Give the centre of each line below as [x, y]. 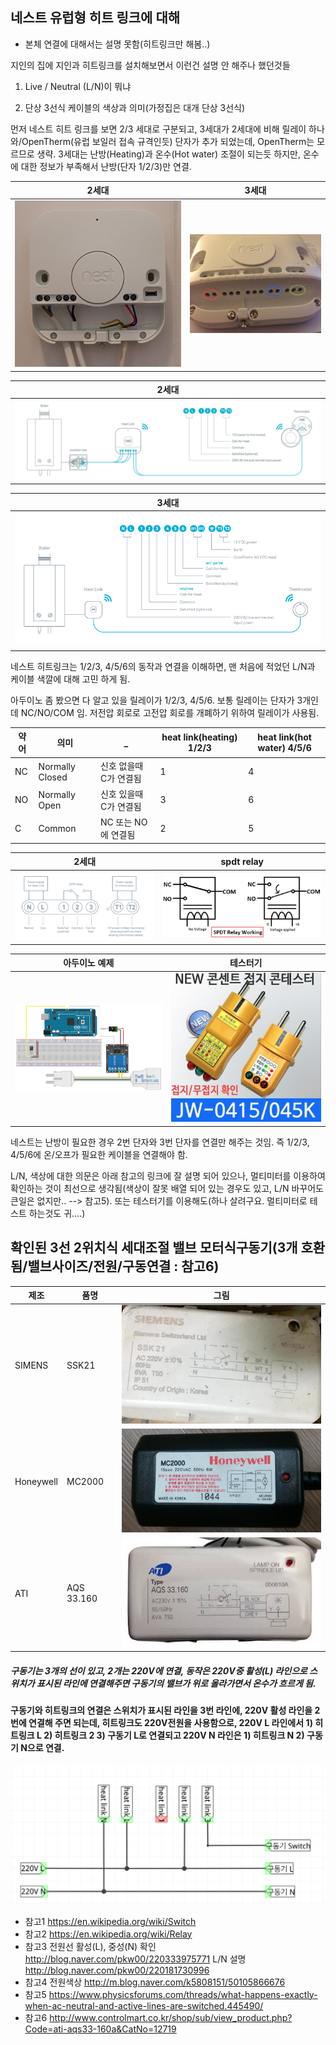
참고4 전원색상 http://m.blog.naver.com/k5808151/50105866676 [155, 1982]
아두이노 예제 [89, 963]
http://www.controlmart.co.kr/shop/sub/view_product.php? [171, 2017]
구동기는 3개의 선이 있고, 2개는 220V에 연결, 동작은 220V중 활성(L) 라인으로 [159, 1670]
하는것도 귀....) [57, 1213]
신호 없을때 [122, 765]
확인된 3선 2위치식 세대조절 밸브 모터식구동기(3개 [154, 1248]
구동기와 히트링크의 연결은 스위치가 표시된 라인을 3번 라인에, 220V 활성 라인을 [161, 1710]
